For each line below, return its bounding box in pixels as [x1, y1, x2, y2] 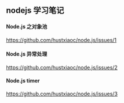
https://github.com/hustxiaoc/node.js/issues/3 [6, 90, 118, 97]
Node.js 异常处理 [6, 50, 48, 57]
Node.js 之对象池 [6, 23, 48, 30]
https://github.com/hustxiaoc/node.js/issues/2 [6, 64, 118, 71]
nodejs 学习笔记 [6, 5, 64, 16]
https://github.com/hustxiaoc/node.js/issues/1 [6, 36, 117, 43]
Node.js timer [6, 77, 40, 84]
